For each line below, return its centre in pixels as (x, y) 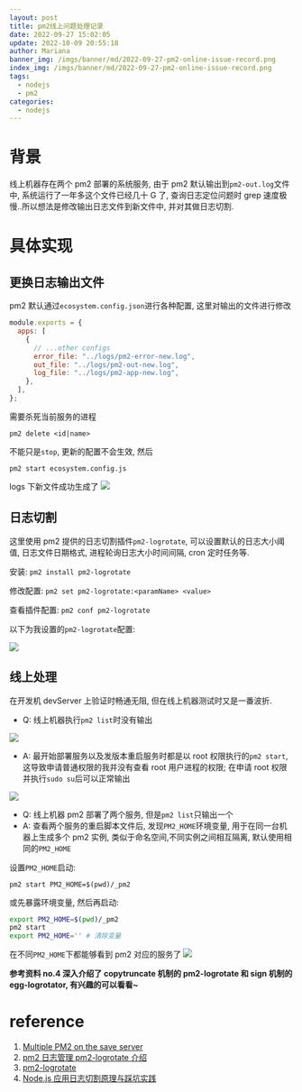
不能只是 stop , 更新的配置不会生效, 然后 (81, 451)
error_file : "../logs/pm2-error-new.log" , (114, 356)
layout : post (34, 18)
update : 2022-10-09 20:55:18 (64, 43)
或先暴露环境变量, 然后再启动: (64, 902)
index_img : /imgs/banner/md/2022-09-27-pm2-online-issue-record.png (141, 69)
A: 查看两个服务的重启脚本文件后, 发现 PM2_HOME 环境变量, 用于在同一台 (151, 825)
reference (47, 1022)
